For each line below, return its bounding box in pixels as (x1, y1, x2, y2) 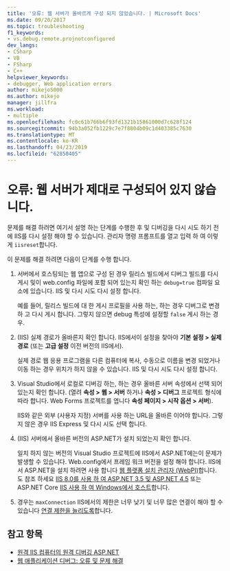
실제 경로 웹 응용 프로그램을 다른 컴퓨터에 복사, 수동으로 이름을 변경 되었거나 (16, 356, 221, 364)
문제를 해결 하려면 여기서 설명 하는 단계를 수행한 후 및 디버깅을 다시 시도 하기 (7, 223, 212, 231)
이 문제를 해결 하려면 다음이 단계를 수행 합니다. (7, 255, 132, 263)
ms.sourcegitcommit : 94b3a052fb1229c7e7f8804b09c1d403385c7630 (7, 125, 192, 132)
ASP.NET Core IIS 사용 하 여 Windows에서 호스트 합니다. (16, 483, 170, 491)
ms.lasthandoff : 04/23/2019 (7, 144, 88, 151)
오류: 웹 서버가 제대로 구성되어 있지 (7, 183, 192, 198)
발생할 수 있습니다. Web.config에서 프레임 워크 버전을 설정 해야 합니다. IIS (16, 457, 216, 465)
